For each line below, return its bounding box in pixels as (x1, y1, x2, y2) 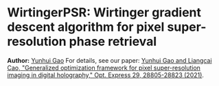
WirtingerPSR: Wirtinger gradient (7, 5, 201, 20)
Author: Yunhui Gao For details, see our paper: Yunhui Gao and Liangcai (7, 56, 212, 64)
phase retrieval (69, 34, 157, 49)
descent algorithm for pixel (7, 19, 165, 35)
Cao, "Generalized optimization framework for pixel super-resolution (7, 63, 201, 72)
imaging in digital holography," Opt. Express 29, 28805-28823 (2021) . (7, 70, 205, 79)
